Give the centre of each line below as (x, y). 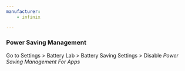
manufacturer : (23, 11)
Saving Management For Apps (43, 62)
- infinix (29, 17)
